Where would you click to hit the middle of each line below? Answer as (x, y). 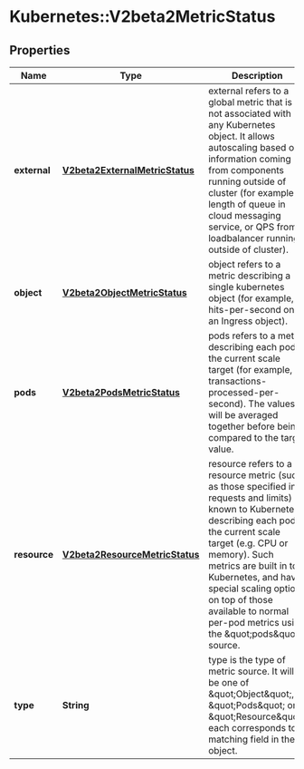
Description (257, 76)
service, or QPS (241, 227)
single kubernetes (246, 287)
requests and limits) (250, 498)
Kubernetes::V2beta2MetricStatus (142, 17)
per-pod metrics (243, 623)
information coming (249, 159)
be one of (228, 682)
